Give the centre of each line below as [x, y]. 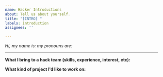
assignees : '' [19, 28]
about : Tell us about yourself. [38, 14]
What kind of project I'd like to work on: [45, 69]
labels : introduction [27, 23]
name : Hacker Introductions [33, 10]
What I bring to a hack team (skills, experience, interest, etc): [68, 60]
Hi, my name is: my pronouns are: [39, 46]
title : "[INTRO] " [24, 19]
